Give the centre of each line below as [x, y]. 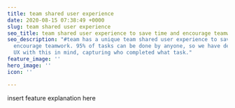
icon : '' [20, 72]
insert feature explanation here [51, 98]
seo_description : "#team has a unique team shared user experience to [112, 40]
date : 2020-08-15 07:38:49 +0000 [56, 20]
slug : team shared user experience [59, 26]
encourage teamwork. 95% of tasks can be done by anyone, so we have [117, 46]
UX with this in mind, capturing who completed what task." [103, 53]
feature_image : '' [34, 59]
